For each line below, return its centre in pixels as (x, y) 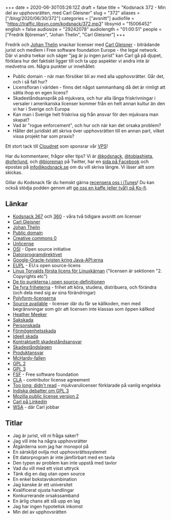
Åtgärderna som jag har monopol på (51, 446)
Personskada (27, 325)
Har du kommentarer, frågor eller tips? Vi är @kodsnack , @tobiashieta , (79, 156)
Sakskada (23, 319)
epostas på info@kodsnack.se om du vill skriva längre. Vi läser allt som (80, 167)
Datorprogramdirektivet (37, 254)
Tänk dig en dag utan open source (49, 473)
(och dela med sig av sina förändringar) (54, 292)
